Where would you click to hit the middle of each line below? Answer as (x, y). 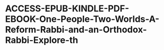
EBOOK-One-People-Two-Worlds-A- (82, 19)
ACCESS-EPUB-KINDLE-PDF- (67, 9)
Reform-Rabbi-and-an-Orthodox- (76, 30)
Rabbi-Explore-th (42, 40)
